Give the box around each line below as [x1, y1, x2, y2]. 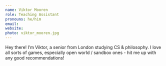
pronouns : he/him [5, 16, 41, 21]
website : [5, 26, 23, 31]
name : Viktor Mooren [5, 7, 48, 12]
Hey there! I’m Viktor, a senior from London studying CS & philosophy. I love [5, 44, 161, 50]
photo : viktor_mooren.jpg [5, 30, 59, 35]
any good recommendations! [5, 55, 64, 60]
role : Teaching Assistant [5, 12, 59, 17]
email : [5, 21, 19, 26]
